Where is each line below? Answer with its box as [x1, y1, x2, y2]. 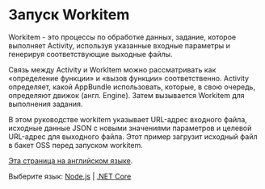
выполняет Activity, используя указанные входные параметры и [8, 40, 230, 50]
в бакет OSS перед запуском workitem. [8, 140, 144, 150]
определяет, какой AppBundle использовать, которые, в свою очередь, [8, 82, 256, 92]
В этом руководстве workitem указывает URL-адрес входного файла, [8, 114, 248, 124]
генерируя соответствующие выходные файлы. [8, 49, 173, 59]
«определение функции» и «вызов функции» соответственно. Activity [8, 73, 249, 83]
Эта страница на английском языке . [8, 155, 133, 166]
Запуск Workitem [8, 6, 130, 24]
